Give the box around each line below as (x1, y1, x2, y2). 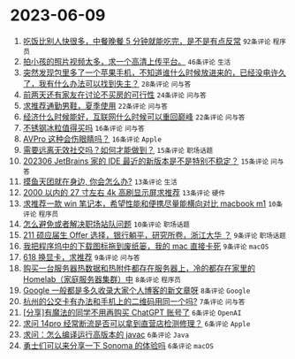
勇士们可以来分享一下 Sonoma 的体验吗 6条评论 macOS (22, 340, 215, 350)
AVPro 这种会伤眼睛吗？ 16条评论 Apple (22, 134, 163, 144)
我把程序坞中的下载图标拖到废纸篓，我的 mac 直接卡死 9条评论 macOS (22, 241, 269, 251)
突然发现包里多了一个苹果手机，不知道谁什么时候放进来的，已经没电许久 (22, 67, 286, 78)
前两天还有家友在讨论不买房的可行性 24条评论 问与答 (22, 89, 207, 100)
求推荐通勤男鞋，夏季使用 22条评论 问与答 (22, 100, 169, 111)
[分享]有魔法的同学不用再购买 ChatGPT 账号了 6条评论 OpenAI (22, 307, 242, 317)
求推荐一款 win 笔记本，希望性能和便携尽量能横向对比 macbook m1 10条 (22, 198, 284, 209)
